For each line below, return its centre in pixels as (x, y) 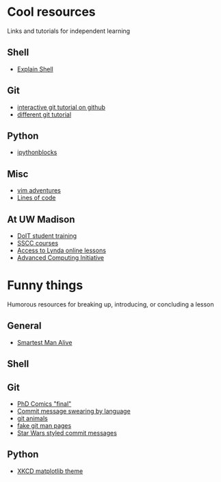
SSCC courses (38, 243)
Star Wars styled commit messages (67, 433)
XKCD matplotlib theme (50, 471)
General (25, 326)
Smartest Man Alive (44, 342)
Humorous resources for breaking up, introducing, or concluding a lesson (110, 304)
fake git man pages (44, 425)
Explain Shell (35, 69)
